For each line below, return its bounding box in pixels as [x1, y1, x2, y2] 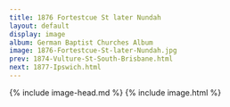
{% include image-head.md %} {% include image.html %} [9, 86, 221, 98]
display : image [9, 29, 66, 38]
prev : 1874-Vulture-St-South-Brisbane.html [9, 54, 174, 63]
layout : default [9, 21, 70, 30]
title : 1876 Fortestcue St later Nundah [9, 12, 162, 22]
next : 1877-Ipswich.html [9, 63, 102, 72]
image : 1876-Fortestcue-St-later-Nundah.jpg [9, 46, 177, 55]
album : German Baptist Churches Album [9, 37, 153, 47]
